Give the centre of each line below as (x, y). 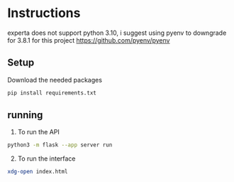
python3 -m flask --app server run (60, 145)
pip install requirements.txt (52, 93)
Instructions (44, 13)
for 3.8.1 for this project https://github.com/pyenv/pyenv (89, 40)
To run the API (39, 132)
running (25, 115)
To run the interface (46, 159)
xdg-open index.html (38, 172)
